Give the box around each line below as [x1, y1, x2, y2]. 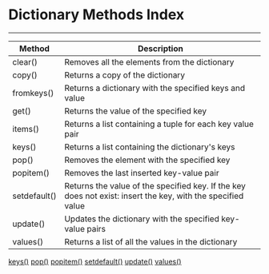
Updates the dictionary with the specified [63, 213, 220, 224]
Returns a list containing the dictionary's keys [63, 141, 235, 153]
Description [137, 42, 184, 54]
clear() [12, 56, 38, 67]
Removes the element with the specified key [63, 154, 231, 165]
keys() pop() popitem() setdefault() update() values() [8, 256, 182, 266]
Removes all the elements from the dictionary [63, 56, 235, 67]
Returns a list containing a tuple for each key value [63, 118, 255, 129]
